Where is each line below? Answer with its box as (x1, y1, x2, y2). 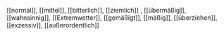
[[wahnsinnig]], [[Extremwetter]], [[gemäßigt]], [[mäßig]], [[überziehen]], (6, 13, 218, 22)
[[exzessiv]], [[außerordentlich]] (6, 21, 99, 29)
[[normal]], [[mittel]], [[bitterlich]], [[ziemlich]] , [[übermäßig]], (6, 6, 187, 14)
